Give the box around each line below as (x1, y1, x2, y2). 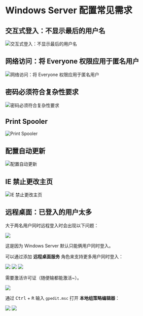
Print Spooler (5, 117, 48, 126)
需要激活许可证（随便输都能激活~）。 (5, 274, 82, 280)
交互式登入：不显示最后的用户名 (5, 26, 105, 35)
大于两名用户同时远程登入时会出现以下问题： (5, 222, 99, 228)
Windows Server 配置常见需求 (5, 5, 133, 16)
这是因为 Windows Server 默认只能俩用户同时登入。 (5, 242, 114, 249)
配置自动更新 (5, 147, 46, 155)
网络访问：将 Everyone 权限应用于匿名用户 (5, 57, 139, 66)
